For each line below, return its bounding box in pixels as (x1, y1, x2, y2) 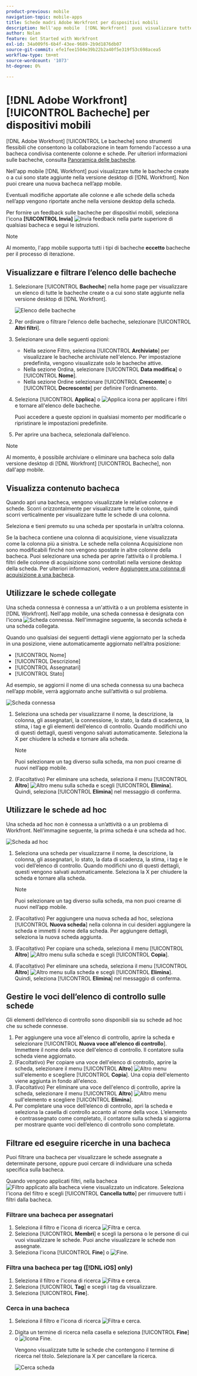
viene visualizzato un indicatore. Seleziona (81, 1184, 184, 1191)
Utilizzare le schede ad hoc (6, 805, 107, 815)
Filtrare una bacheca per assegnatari (6, 1211, 113, 1219)
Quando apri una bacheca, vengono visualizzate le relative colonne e (6, 499, 173, 506)
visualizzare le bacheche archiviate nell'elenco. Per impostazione (23, 353, 181, 360)
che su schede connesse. (6, 1023, 69, 1030)
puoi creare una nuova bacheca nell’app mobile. (6, 180, 122, 188)
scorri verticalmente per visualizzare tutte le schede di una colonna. (6, 511, 170, 518)
